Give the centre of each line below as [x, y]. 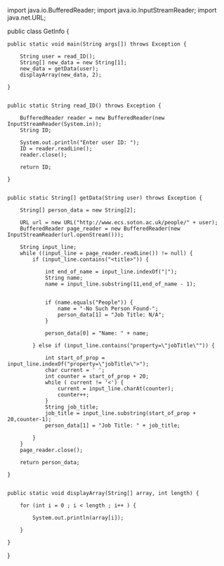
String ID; [36, 130]
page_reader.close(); [51, 450]
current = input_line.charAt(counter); [116, 389]
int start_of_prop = [75, 358]
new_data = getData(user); [59, 69]
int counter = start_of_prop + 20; [97, 376]
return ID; [36, 167]
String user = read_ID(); [58, 56]
